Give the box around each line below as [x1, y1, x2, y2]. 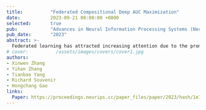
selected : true [6, 20, 62, 26]
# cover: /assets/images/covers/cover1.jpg [6, 49, 144, 55]
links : [6, 89, 23, 95]
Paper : [12, 94, 29, 100]
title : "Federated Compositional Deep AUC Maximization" [6, 9, 180, 15]
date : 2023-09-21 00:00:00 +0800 [6, 15, 120, 21]
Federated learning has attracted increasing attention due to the [12, 43, 188, 50]
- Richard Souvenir [6, 77, 56, 83]
